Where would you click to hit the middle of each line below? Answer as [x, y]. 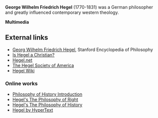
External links [27, 37]
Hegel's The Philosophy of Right [45, 100]
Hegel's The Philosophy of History [47, 105]
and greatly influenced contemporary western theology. [62, 12]
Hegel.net [22, 60]
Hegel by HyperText [33, 110]
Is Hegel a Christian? [33, 55]
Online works [22, 83]
